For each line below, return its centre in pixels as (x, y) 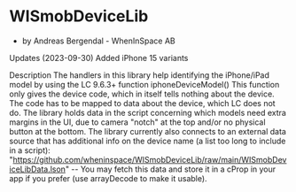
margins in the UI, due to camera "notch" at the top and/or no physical (137, 122)
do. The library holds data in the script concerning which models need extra (148, 112)
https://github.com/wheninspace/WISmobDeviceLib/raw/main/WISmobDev (150, 159)
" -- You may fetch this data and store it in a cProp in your (171, 169)
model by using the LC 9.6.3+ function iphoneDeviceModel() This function (144, 84)
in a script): (30, 150)
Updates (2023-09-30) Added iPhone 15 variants (99, 58)
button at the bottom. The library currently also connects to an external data (148, 131)
